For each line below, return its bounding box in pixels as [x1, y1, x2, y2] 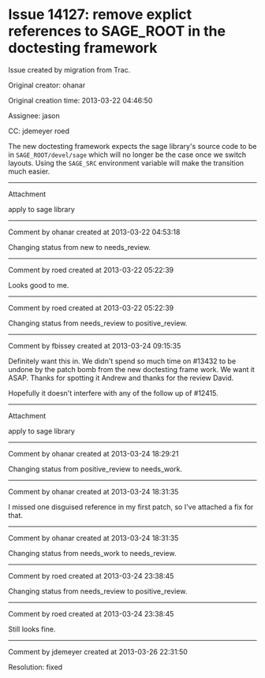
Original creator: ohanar [8, 80, 86, 90]
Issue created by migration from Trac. [8, 65, 131, 74]
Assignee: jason [8, 110, 61, 120]
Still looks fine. [8, 624, 56, 634]
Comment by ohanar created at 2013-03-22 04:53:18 [8, 227, 181, 237]
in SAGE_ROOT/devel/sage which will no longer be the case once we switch [8, 150, 247, 159]
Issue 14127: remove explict [8, 6, 192, 24]
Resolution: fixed [8, 662, 63, 672]
